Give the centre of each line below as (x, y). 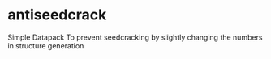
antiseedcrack (57, 15)
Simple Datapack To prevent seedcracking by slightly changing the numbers (135, 37)
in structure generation (46, 45)
